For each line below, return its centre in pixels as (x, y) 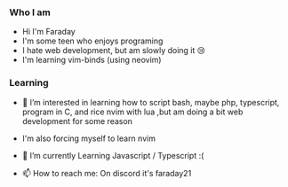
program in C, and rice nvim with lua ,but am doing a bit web (132, 112)
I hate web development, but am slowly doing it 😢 (114, 51)
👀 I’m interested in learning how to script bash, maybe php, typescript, (151, 102)
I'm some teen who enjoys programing (92, 41)
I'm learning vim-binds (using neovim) (92, 60)
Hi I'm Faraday (48, 32)
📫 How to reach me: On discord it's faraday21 (107, 173)
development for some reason (77, 121)
